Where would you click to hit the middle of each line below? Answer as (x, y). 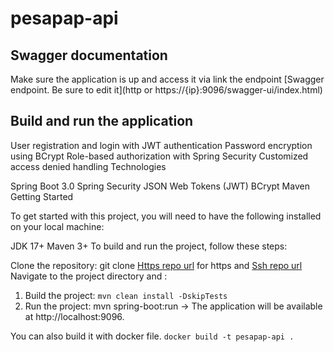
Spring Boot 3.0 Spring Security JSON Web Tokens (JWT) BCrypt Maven (160, 186)
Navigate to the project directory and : (89, 276)
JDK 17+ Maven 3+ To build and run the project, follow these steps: (149, 246)
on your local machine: (57, 226)
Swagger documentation (89, 55)
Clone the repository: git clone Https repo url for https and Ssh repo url (156, 265)
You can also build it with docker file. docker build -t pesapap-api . (152, 336)
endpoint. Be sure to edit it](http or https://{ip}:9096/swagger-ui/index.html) (166, 90)
